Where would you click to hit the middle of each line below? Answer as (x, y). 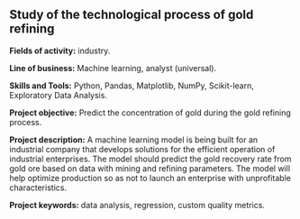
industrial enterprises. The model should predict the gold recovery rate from (150, 159)
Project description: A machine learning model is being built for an (134, 140)
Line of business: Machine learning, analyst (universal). (113, 68)
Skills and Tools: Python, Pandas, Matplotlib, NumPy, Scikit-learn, (132, 86)
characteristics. (38, 187)
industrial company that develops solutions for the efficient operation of (142, 149)
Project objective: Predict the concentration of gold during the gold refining (150, 113)
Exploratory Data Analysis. (59, 95)
